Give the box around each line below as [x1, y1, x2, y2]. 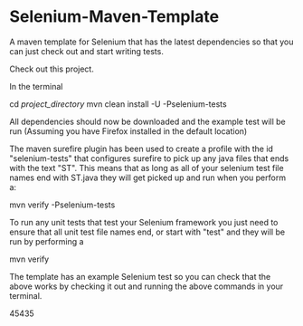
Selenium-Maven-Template [9, 6, 220, 27]
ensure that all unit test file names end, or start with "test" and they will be [9, 226, 286, 237]
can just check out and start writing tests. [9, 45, 165, 56]
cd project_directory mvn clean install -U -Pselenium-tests [9, 98, 228, 110]
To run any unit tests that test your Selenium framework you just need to [9, 216, 279, 227]
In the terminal [9, 81, 63, 91]
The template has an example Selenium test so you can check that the [9, 271, 271, 282]
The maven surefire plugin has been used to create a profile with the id [9, 143, 274, 154]
